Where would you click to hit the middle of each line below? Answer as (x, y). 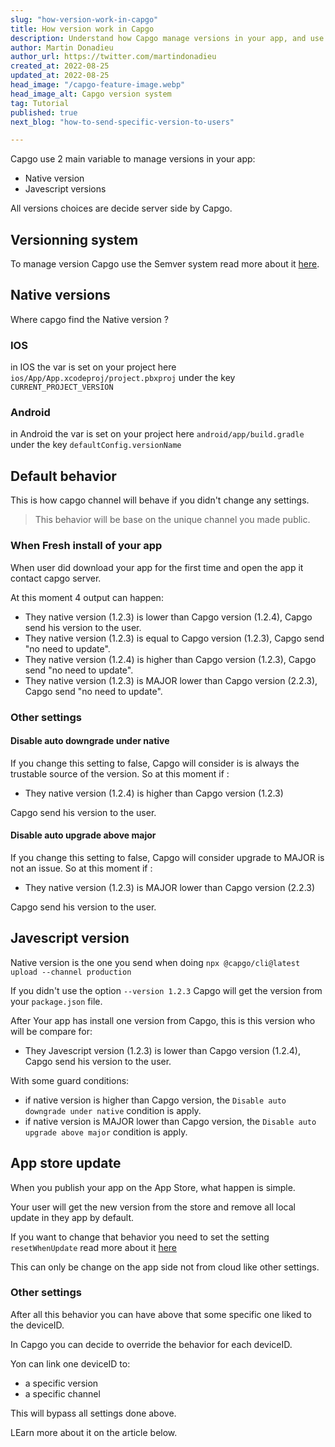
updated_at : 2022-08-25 (60, 76)
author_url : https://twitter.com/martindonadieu (113, 57)
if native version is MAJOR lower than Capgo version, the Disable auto (170, 1121)
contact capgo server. (56, 578)
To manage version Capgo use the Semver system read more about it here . (165, 264)
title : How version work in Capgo (82, 29)
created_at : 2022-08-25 (60, 66)
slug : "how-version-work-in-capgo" (84, 19)
